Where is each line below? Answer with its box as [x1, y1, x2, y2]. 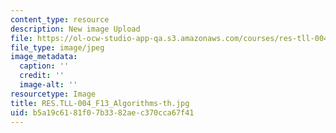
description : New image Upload [10, 24, 141, 34]
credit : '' [19, 71, 65, 81]
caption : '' [19, 61, 70, 71]
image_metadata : [10, 52, 78, 62]
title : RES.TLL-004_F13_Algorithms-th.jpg [10, 98, 190, 108]
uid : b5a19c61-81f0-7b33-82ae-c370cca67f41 [10, 107, 195, 118]
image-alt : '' [19, 80, 78, 90]
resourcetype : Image [10, 89, 97, 99]
